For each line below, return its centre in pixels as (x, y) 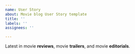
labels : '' (16, 23)
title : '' (15, 19)
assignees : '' (20, 28)
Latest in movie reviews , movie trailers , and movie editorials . (68, 46)
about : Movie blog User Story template (46, 14)
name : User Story (23, 10)
